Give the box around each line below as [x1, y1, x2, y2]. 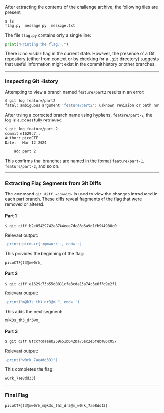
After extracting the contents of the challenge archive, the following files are [5, 4, 158, 10]
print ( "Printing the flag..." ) [5, 42, 69, 47]
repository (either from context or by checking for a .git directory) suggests [5, 56, 159, 62]
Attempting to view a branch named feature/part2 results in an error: [5, 89, 144, 95]
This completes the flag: [5, 366, 54, 372]
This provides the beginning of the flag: [5, 251, 84, 257]
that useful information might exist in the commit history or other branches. [5, 61, 156, 67]
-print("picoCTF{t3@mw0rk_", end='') [5, 242, 82, 247]
